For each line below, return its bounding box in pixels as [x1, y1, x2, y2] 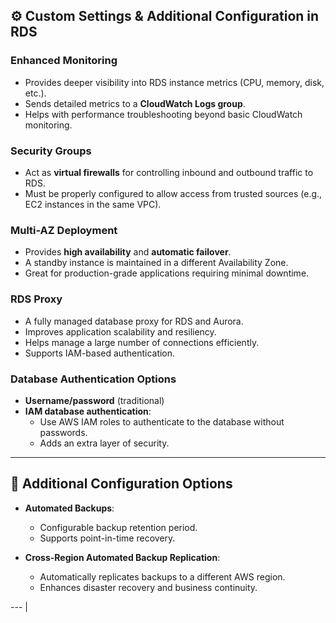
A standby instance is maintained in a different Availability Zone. [24, 257, 289, 269]
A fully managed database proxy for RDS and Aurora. [24, 315, 244, 327]
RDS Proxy [10, 292, 63, 306]
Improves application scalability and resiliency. [24, 325, 217, 338]
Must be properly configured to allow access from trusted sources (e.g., [24, 187, 323, 199]
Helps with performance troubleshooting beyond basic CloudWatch [24, 108, 303, 120]
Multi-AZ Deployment [10, 223, 118, 237]
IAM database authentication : [24, 405, 152, 417]
